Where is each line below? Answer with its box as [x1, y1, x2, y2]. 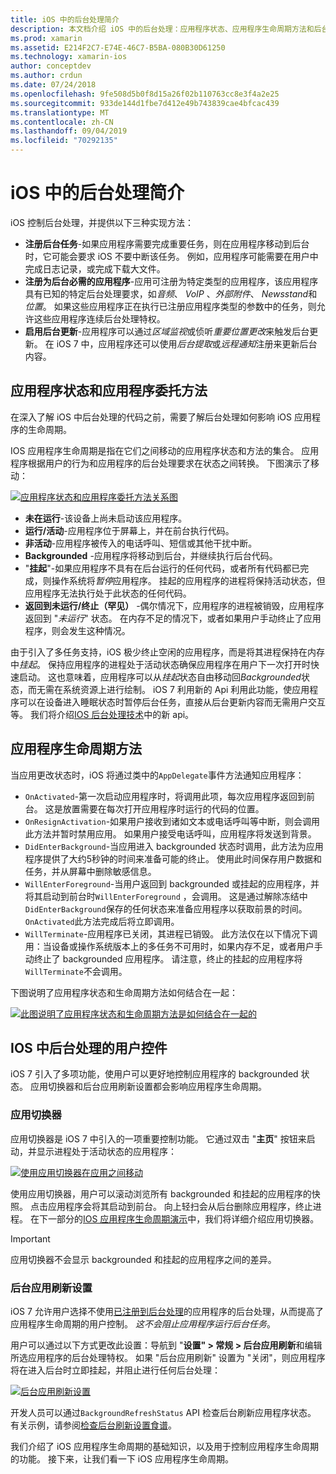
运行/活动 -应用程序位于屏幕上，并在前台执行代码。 [24, 524, 235, 536]
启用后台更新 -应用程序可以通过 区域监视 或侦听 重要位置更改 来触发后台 [24, 325, 310, 337]
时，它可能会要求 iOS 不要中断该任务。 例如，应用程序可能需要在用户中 [24, 250, 319, 262]
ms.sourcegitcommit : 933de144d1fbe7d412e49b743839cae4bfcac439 [10, 98, 280, 108]
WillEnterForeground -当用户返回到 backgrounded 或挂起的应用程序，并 [24, 877, 320, 890]
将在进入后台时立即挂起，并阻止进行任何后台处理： [10, 1364, 221, 1376]
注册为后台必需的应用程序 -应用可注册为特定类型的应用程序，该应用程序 [24, 275, 319, 287]
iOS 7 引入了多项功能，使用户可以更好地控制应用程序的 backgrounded [10, 1068, 299, 1080]
